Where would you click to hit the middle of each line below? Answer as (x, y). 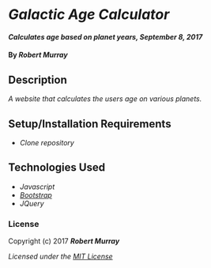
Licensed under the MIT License (60, 257)
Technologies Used (57, 168)
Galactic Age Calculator (89, 15)
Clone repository (47, 143)
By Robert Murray (38, 55)
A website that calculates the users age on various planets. (105, 99)
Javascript (37, 187)
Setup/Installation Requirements (90, 124)
